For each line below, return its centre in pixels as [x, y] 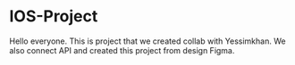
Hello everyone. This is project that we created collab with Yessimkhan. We [147, 41]
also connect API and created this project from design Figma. [122, 50]
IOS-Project [54, 16]
